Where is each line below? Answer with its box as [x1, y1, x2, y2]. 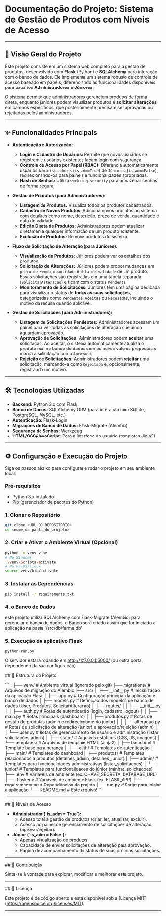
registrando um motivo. [19, 366, 68, 372]
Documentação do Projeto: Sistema [5, 3, 154, 15]
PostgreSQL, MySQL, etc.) [12, 412, 66, 418]
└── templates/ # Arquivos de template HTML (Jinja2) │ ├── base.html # [5, 740, 156, 745]
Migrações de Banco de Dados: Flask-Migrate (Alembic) [12, 423, 128, 429]
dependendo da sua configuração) [5, 662, 76, 668]
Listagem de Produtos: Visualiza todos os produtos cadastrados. [19, 202, 153, 208]
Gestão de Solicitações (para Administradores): [12, 309, 113, 315]
